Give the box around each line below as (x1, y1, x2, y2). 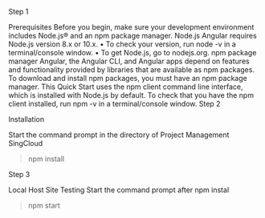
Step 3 (8, 170, 31, 179)
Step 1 (8, 7, 29, 16)
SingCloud (8, 139, 43, 147)
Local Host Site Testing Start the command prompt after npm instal (8, 185, 230, 195)
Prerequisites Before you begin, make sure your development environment (8, 22, 255, 31)
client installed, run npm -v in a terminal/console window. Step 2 (8, 99, 221, 108)
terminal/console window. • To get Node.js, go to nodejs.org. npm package (8, 48, 257, 57)
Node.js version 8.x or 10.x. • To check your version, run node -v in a (8, 39, 237, 49)
